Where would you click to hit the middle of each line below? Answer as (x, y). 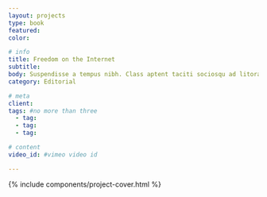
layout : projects (37, 15)
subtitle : (25, 67)
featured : (25, 30)
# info (19, 52)
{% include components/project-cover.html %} (85, 184)
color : (19, 38)
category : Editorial (43, 81)
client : (21, 103)
